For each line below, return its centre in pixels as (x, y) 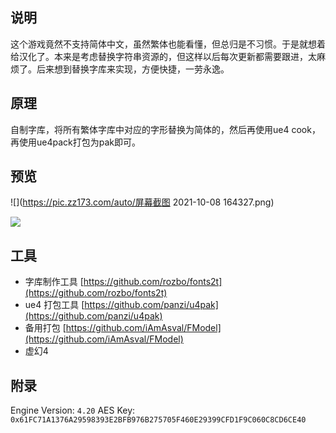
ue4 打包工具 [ (54, 305)
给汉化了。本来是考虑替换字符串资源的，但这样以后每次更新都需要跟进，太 (163, 56)
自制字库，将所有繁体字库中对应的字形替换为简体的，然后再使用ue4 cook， (165, 129)
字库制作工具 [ (54, 282)
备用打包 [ (45, 328)
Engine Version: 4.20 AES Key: (73, 410)
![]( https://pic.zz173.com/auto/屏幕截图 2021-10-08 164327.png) (142, 202)
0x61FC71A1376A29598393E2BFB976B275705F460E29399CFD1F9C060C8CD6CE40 (158, 420)
